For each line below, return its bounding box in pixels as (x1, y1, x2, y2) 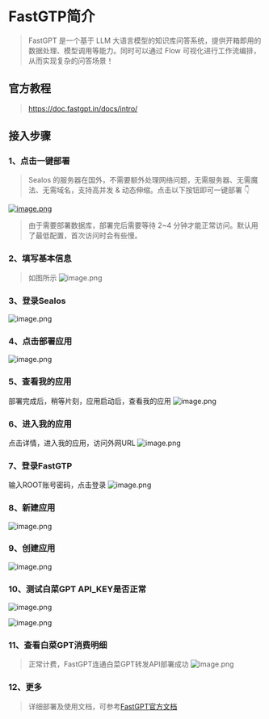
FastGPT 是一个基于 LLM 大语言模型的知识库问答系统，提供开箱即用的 (27, 36, 262, 45)
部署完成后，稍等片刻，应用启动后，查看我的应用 (8, 396, 171, 406)
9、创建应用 (8, 543, 56, 554)
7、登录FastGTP (8, 460, 73, 471)
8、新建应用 (8, 502, 56, 514)
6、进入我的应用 (8, 418, 73, 429)
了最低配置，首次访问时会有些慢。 (27, 231, 142, 241)
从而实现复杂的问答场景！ (27, 56, 114, 65)
